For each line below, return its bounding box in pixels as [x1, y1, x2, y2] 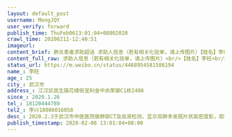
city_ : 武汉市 [7, 81, 45, 88]
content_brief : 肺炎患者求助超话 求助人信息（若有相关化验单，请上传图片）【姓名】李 [7, 49, 224, 56]
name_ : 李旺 [7, 68, 39, 75]
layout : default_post [7, 10, 70, 17]
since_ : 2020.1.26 [7, 94, 60, 101]
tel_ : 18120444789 [7, 100, 60, 107]
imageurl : [7, 42, 36, 49]
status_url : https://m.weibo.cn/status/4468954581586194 [7, 62, 175, 68]
